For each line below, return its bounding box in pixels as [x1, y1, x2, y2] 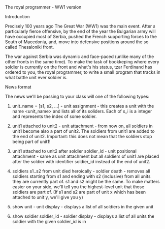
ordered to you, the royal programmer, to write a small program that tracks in [5, 69, 161, 75]
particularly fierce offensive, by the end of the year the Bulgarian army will [5, 29, 156, 34]
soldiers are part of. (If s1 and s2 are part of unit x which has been [12, 189, 146, 195]
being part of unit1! [12, 139, 51, 144]
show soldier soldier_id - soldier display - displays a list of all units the [12, 213, 155, 219]
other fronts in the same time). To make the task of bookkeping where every [5, 59, 160, 64]
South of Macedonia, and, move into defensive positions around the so [5, 39, 149, 45]
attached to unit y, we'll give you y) [12, 194, 84, 200]
